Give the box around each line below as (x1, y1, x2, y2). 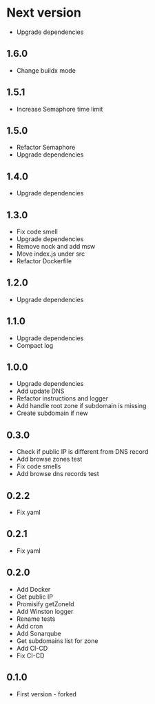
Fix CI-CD (16, 651, 45, 660)
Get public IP (16, 592, 53, 601)
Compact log (16, 341, 54, 349)
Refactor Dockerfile (16, 257, 72, 265)
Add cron (16, 622, 43, 630)
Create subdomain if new (16, 409, 88, 417)
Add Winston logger (16, 607, 74, 615)
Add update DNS (16, 387, 65, 396)
